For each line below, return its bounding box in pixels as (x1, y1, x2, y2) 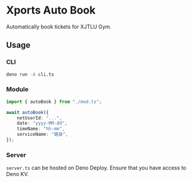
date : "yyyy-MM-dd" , (17, 121, 68, 126)
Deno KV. (6, 171, 29, 178)
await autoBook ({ (6, 109, 49, 115)
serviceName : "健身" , (17, 131, 69, 138)
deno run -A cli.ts (6, 71, 55, 77)
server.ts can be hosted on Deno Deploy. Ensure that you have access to (6, 164, 187, 171)
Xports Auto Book (6, 4, 96, 17)
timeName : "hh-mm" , (17, 126, 65, 132)
